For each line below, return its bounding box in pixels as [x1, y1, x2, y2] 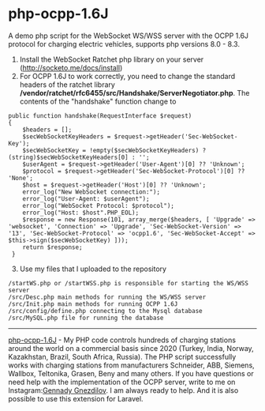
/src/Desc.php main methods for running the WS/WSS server [8, 293, 207, 301]
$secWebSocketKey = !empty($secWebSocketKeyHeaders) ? [22, 146, 207, 154]
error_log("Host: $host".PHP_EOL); [22, 209, 140, 217]
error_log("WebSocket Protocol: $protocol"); [22, 202, 175, 209]
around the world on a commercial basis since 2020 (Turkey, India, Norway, [8, 343, 254, 353]
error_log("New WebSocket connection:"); [22, 187, 160, 196]
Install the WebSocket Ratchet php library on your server [19, 55, 204, 64]
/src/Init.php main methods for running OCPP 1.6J [8, 300, 178, 308]
